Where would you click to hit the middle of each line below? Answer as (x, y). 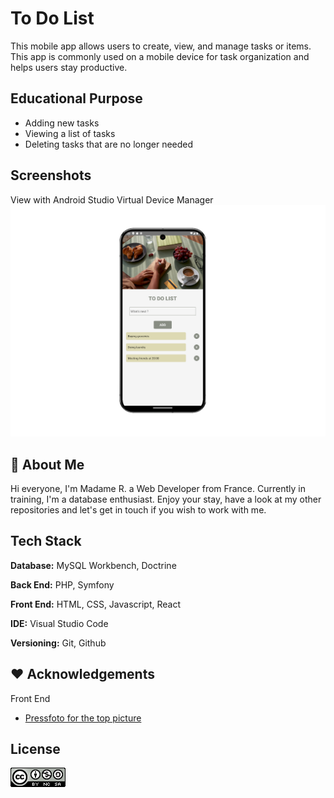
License (35, 749)
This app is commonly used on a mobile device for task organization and (160, 56)
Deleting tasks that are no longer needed (109, 144)
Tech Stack (46, 541)
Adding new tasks (62, 123)
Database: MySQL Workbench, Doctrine (93, 565)
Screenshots (51, 175)
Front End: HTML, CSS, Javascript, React (96, 604)
